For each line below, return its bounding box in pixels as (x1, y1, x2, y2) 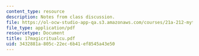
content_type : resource (6, 8, 65, 15)
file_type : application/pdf (6, 24, 76, 31)
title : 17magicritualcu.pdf (6, 36, 76, 41)
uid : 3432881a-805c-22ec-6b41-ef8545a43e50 (6, 41, 115, 47)
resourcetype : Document (6, 30, 65, 36)
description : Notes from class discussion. (6, 14, 115, 20)
